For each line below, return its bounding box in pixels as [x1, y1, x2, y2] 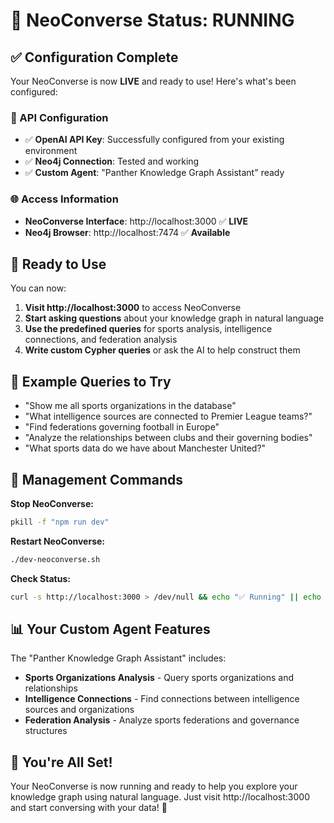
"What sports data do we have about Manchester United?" [24, 442, 267, 454]
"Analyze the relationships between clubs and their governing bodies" [24, 432, 313, 444]
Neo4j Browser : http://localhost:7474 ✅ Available [24, 226, 231, 238]
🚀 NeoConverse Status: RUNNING [10, 9, 295, 32]
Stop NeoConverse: [10, 498, 94, 510]
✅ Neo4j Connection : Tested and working [24, 155, 200, 168]
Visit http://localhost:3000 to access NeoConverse [24, 302, 242, 314]
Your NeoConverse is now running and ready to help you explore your [10, 780, 298, 793]
